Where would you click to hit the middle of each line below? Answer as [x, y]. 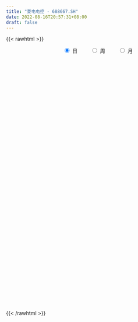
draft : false [22, 22]
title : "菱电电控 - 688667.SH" [42, 11]
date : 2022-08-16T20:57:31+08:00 [47, 17]
